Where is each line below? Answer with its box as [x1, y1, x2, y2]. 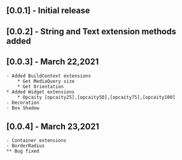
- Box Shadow [6, 104, 40, 111]
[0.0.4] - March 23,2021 [6, 121, 99, 131]
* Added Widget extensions [6, 89, 75, 95]
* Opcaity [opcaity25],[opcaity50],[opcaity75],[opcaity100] [17, 94, 175, 100]
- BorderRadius [6, 143, 45, 149]
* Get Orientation [17, 83, 64, 90]
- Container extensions [6, 137, 67, 144]
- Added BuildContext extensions [6, 73, 91, 79]
